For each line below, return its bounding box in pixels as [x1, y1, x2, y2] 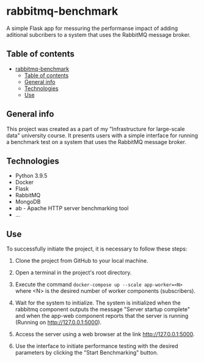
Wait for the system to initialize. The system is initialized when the [15, 299, 181, 307]
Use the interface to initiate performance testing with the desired [15, 342, 178, 350]
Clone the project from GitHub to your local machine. [15, 257, 148, 265]
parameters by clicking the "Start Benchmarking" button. [15, 349, 159, 356]
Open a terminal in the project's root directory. [15, 269, 132, 276]
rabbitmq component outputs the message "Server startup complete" [15, 306, 191, 313]
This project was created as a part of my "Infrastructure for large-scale [6, 125, 185, 132]
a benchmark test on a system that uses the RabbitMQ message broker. [6, 138, 186, 145]
